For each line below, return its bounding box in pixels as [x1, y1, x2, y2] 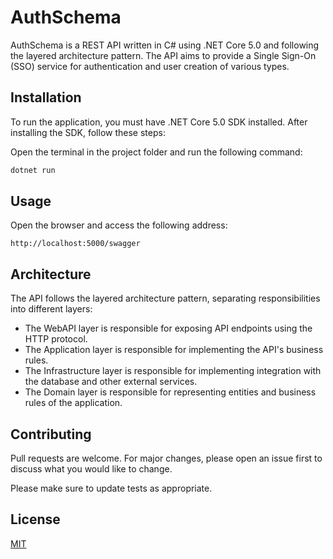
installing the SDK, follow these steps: [10, 126, 166, 138]
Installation [10, 89, 82, 106]
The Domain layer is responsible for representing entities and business [24, 386, 317, 398]
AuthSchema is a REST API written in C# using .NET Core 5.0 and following [10, 39, 320, 51]
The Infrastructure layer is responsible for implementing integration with [24, 365, 322, 377]
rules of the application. [24, 397, 123, 409]
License [10, 511, 61, 528]
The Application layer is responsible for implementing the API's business [24, 344, 324, 356]
